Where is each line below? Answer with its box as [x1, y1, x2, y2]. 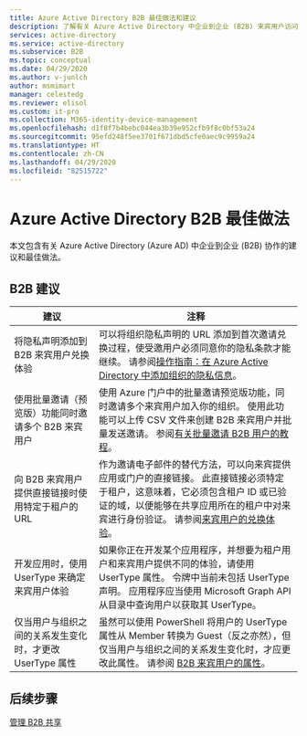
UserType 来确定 [14, 572, 86, 584]
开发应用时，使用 [14, 558, 89, 571]
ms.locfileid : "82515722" [9, 166, 108, 175]
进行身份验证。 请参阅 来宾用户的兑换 [108, 513, 267, 526]
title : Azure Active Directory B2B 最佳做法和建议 [9, 13, 196, 23]
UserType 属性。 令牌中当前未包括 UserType [99, 572, 290, 584]
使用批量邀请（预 [14, 394, 89, 406]
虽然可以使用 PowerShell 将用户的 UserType [99, 615, 288, 628]
